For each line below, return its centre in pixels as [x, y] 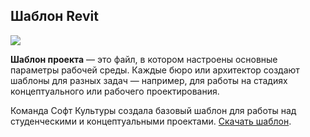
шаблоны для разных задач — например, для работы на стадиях [149, 80]
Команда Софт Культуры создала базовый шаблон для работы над [153, 110]
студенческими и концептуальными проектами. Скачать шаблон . [151, 121]
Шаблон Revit [54, 16]
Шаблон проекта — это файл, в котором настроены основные [144, 59]
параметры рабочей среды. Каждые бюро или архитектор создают [155, 70]
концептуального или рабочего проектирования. [115, 91]
